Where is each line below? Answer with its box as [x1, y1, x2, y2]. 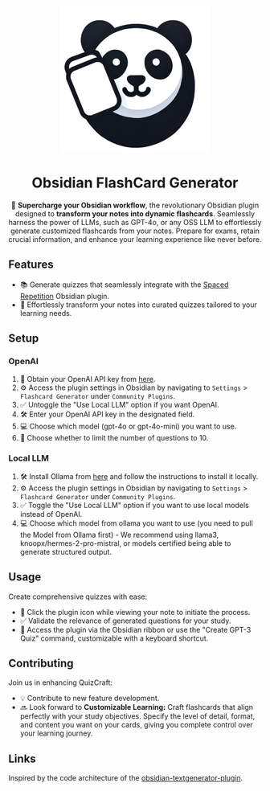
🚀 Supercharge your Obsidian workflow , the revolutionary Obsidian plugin [10, 200, 260, 211]
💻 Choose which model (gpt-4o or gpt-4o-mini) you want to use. [19, 421, 237, 431]
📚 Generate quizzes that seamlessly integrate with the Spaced [19, 280, 229, 289]
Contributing [8, 657, 74, 670]
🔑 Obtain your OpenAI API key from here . [19, 374, 156, 383]
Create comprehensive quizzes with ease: [8, 592, 147, 601]
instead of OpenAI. [19, 509, 83, 518]
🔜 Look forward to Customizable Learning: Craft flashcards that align [19, 703, 254, 712]
